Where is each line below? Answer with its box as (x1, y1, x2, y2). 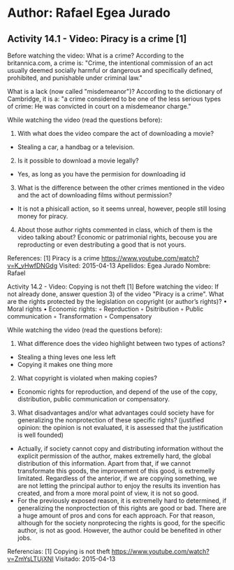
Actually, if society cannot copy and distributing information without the (17, 445, 224, 452)
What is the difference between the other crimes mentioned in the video (17, 183, 225, 192)
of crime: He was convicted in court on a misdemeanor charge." (7, 102, 191, 110)
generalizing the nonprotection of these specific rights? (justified (17, 416, 205, 424)
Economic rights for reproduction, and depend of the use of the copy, (17, 387, 218, 396)
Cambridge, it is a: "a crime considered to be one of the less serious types (7, 95, 221, 103)
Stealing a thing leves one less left (17, 353, 117, 361)
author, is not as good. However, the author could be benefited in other (17, 527, 222, 534)
